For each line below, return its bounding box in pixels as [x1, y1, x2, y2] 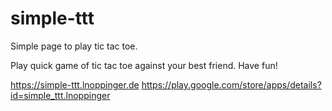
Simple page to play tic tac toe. [10, 40, 138, 52]
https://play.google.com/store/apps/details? [141, 78, 322, 91]
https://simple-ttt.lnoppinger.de [10, 78, 140, 91]
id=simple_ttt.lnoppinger [10, 89, 111, 101]
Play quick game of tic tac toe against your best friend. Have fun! [10, 59, 278, 71]
